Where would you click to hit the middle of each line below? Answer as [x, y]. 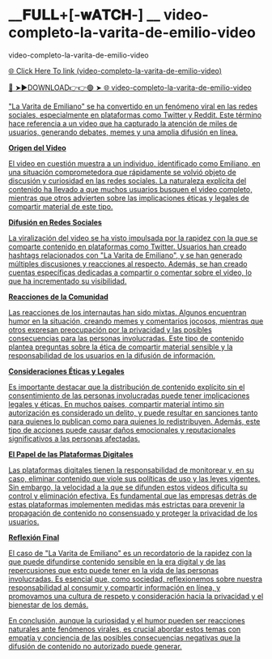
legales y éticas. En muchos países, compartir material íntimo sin [117, 404]
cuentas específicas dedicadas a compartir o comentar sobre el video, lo [130, 272]
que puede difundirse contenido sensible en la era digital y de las [117, 562]
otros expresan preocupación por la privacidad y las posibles [110, 329]
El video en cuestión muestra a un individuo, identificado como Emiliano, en [134, 163]
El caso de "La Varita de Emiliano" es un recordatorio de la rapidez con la [130, 553]
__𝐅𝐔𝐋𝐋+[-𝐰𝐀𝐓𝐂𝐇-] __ [84, 15]
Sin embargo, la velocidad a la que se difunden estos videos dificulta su [128, 487]
